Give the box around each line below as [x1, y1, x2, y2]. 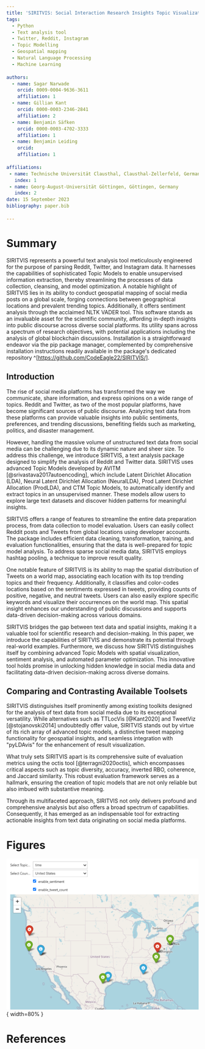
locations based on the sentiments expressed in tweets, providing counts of [6, 585, 197, 593]
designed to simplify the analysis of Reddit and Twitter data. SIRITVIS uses [6, 458, 194, 465]
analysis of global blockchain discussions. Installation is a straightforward [6, 334, 191, 342]
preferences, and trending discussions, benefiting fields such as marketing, [6, 420, 196, 427]
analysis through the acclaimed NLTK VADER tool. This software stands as [6, 308, 193, 315]
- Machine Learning [12, 61, 62, 67]
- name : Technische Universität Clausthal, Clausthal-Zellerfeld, [9, 171, 182, 177]
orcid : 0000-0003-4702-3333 [17, 126, 88, 132]
